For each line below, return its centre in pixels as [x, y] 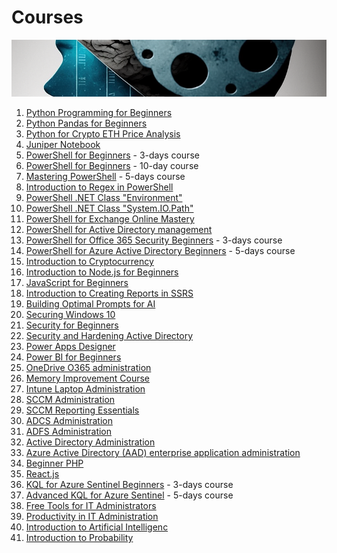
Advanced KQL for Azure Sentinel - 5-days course [129, 495]
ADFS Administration [69, 432]
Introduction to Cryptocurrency [89, 262]
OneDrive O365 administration [88, 368]
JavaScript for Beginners [77, 283]
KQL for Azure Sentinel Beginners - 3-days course [129, 485]
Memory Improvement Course [88, 378]
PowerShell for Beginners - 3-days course [112, 155]
